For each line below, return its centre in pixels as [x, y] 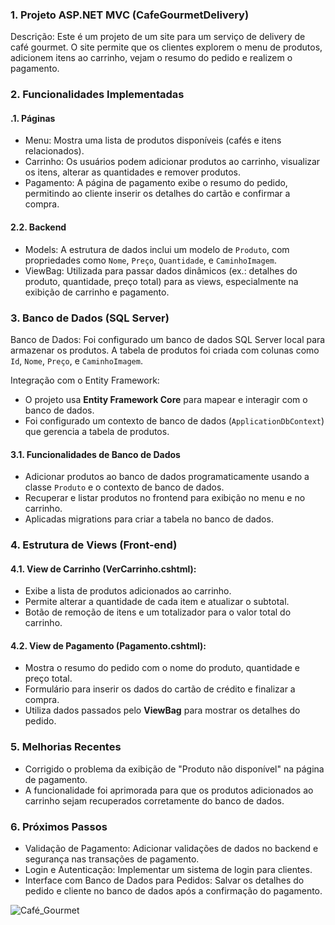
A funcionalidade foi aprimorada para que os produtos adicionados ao [169, 790]
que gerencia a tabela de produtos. [97, 431]
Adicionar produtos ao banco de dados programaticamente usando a [167, 477]
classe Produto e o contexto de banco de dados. [124, 487]
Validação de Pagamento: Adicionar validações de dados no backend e [171, 849]
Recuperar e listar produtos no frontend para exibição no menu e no [165, 498]
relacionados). [54, 151]
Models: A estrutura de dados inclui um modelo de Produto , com [157, 249]
